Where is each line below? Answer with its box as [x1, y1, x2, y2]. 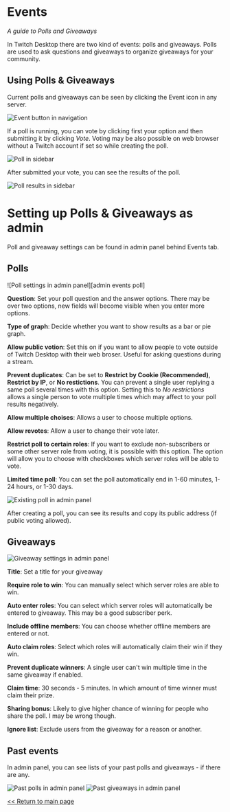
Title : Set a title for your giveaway [7, 567, 103, 576]
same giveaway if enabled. [7, 670, 83, 679]
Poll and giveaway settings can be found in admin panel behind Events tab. [7, 243, 220, 251]
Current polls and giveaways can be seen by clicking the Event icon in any [7, 93, 218, 101]
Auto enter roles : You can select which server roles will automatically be [7, 602, 213, 610]
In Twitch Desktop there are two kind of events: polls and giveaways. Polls [7, 40, 218, 48]
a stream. [7, 357, 34, 365]
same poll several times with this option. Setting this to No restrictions [7, 385, 205, 394]
